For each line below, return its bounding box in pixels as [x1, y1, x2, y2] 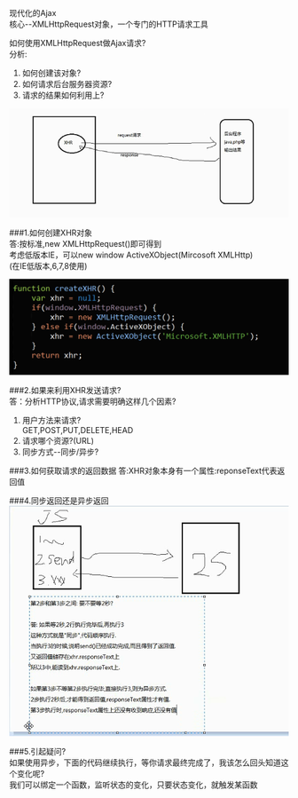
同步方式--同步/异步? [21, 446, 99, 457]
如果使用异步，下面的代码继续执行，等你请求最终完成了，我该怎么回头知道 [9, 757, 281, 768]
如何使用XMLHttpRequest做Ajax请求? [9, 38, 146, 48]
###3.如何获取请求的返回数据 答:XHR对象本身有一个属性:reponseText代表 [9, 465, 278, 477]
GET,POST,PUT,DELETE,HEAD [21, 425, 134, 436]
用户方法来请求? [21, 415, 82, 426]
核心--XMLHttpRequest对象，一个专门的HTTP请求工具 [9, 19, 208, 29]
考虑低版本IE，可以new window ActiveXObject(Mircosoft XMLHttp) [9, 249, 254, 260]
